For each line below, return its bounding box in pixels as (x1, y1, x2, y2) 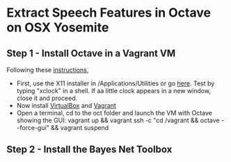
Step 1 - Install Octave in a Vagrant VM (6, 47, 175, 59)
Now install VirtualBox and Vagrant (16, 102, 116, 109)
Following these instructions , (6, 66, 89, 74)
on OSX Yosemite (6, 19, 109, 35)
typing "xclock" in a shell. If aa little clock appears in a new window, (16, 87, 212, 95)
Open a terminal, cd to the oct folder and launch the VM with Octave (16, 109, 213, 117)
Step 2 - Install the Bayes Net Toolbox (6, 144, 173, 156)
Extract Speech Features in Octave (6, 5, 212, 21)
